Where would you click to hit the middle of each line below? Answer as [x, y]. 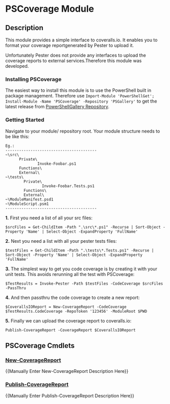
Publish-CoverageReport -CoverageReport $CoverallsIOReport [71, 330]
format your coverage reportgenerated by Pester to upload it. [70, 45]
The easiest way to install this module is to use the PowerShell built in [78, 90]
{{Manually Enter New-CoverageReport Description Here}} [67, 371]
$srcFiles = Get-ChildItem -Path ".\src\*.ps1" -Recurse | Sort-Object [83, 227]
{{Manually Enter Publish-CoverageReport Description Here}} [70, 395]
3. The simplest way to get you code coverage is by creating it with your [81, 269]
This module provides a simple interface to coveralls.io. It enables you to [81, 40]
